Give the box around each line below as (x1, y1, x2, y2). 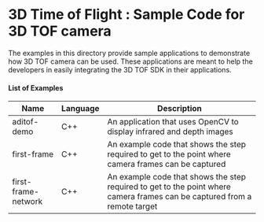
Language (61, 103, 100, 114)
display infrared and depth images (107, 126, 233, 137)
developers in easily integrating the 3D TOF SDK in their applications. (8, 65, 232, 74)
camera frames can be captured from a (107, 191, 252, 202)
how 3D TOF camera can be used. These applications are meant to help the (8, 57, 253, 66)
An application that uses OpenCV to (107, 117, 240, 128)
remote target (107, 201, 158, 212)
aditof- (12, 117, 39, 128)
